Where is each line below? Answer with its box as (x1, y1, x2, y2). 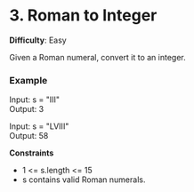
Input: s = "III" (9, 94, 61, 105)
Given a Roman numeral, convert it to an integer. (9, 52, 187, 62)
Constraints (9, 148, 54, 158)
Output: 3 (9, 104, 44, 115)
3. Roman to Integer (9, 5, 158, 26)
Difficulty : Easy (9, 35, 67, 45)
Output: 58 (9, 131, 49, 141)
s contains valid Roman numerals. (21, 174, 146, 185)
